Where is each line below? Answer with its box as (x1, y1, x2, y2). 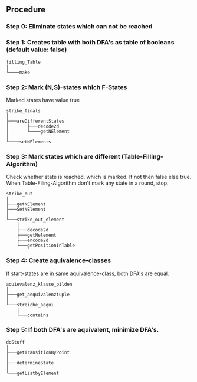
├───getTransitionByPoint (6, 350, 70, 355)
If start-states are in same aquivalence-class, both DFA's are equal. (6, 270, 169, 277)
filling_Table (6, 59, 41, 65)
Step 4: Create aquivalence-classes (6, 256, 111, 265)
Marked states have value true (6, 96, 80, 103)
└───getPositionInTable (17, 243, 75, 249)
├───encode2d (17, 237, 49, 244)
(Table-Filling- (121, 152, 163, 161)
